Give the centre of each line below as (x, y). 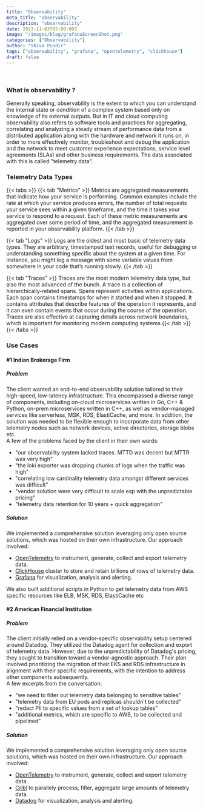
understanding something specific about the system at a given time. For (96, 254)
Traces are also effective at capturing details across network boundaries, (98, 317)
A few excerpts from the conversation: (54, 684)
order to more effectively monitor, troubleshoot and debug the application (98, 142)
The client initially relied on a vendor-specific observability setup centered (99, 638)
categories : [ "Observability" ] (46, 40)
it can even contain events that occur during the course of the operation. (97, 311)
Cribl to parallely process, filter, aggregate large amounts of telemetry (102, 788)
